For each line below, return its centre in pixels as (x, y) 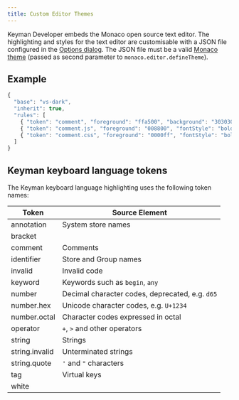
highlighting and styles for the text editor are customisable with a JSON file (117, 42)
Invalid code (83, 271)
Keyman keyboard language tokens (87, 170)
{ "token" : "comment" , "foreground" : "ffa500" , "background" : (114, 121)
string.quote (31, 363)
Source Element (139, 212)
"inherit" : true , (39, 109)
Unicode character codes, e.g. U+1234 (124, 306)
